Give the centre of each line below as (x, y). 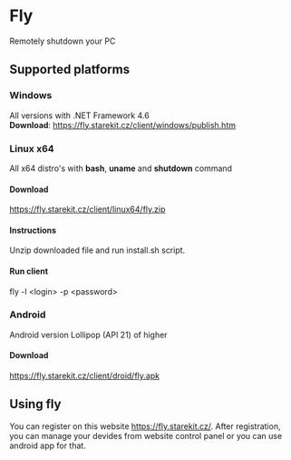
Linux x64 (32, 148)
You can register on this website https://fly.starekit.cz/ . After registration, (145, 426)
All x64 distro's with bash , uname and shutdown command (121, 168)
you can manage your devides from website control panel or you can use (146, 435)
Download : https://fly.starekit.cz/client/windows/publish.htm (122, 125)
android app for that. (48, 445)
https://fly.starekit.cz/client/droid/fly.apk (85, 376)
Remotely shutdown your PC (63, 41)
